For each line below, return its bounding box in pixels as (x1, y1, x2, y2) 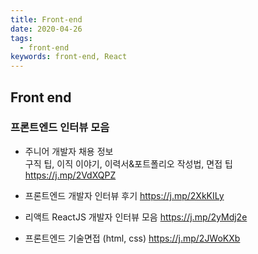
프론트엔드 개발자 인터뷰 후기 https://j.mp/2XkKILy (24, 189, 225, 201)
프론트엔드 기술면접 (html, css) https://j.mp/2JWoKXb (24, 232, 241, 244)
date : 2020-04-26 (10, 24, 83, 34)
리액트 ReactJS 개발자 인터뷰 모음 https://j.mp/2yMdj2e (24, 211, 248, 223)
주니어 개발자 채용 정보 (24, 145, 114, 157)
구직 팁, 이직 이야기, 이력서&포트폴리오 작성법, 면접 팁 (24, 157, 233, 170)
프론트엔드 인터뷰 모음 (10, 121, 110, 135)
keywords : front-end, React (10, 52, 128, 62)
